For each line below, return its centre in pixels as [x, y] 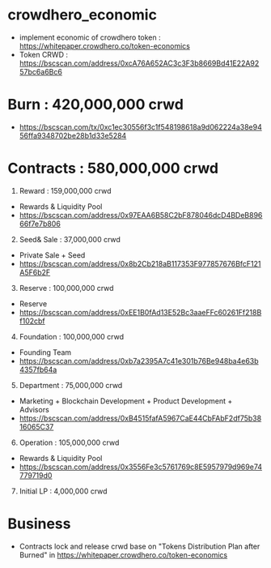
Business [39, 523]
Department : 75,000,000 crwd [71, 385]
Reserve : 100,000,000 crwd [66, 288]
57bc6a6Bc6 [40, 71]
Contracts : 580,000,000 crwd [113, 169]
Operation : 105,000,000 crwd [69, 442]
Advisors [34, 409]
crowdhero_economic [82, 15]
